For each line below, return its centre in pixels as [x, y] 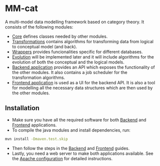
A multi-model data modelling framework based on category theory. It [75, 22]
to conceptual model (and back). [44, 46]
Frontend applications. [34, 125]
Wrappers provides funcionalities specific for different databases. [77, 52]
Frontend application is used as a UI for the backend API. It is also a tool [84, 82]
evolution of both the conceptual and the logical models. [68, 62]
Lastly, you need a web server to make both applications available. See [83, 153]
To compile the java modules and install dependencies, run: [71, 130]
